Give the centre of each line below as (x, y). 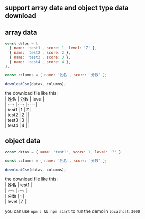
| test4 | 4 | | (18, 125)
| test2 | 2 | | (17, 115)
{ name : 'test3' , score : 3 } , (40, 57)
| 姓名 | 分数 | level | (25, 99)
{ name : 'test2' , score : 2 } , (40, 53)
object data (23, 141)
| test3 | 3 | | (18, 120)
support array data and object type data (67, 8)
